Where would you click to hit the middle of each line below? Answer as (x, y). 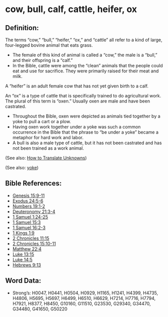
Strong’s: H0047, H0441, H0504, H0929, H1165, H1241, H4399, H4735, (85, 293)
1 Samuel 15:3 (27, 222)
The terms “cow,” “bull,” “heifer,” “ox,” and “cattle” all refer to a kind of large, (84, 40)
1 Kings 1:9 (24, 233)
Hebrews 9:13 (27, 265)
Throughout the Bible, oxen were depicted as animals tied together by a (86, 116)
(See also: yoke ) (22, 168)
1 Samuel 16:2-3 (29, 228)
